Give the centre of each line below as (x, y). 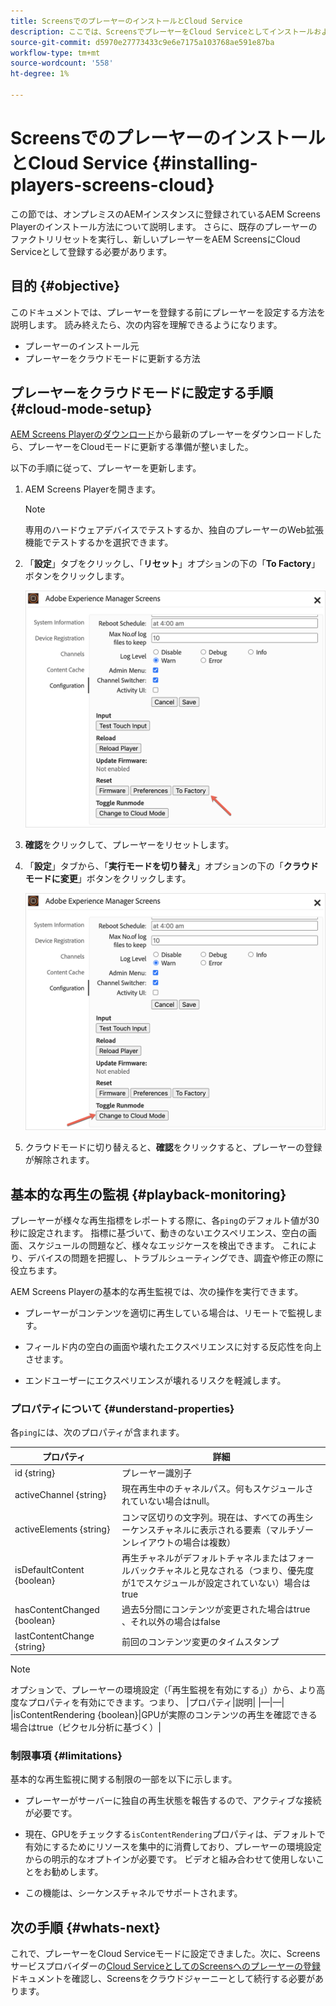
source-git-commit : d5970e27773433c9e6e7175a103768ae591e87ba (142, 42)
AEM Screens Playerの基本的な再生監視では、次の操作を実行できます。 (157, 1292)
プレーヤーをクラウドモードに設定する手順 (141, 393)
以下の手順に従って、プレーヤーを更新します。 (106, 468)
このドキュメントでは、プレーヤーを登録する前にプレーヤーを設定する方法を (168, 312)
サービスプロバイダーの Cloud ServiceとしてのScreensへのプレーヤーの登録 (165, 1966)
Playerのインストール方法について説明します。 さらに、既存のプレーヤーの (164, 226)
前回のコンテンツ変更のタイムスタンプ (200, 1642)
